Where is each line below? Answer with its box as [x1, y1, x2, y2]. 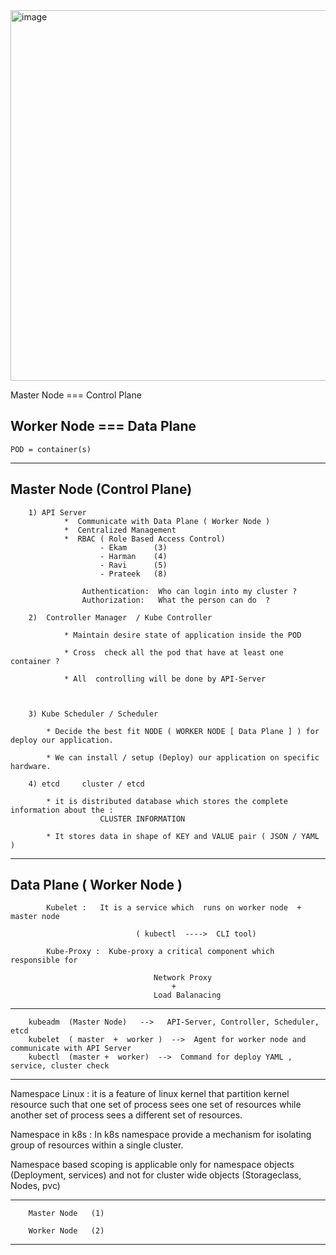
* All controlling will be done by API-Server [63, 674, 267, 684]
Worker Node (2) [28, 1226, 105, 1236]
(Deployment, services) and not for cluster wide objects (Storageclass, [10, 1169, 302, 1181]
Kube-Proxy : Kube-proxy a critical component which [46, 947, 275, 957]
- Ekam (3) [99, 542, 168, 553]
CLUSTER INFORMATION [99, 814, 186, 824]
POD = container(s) [10, 444, 92, 454]
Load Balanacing [153, 990, 222, 1001]
